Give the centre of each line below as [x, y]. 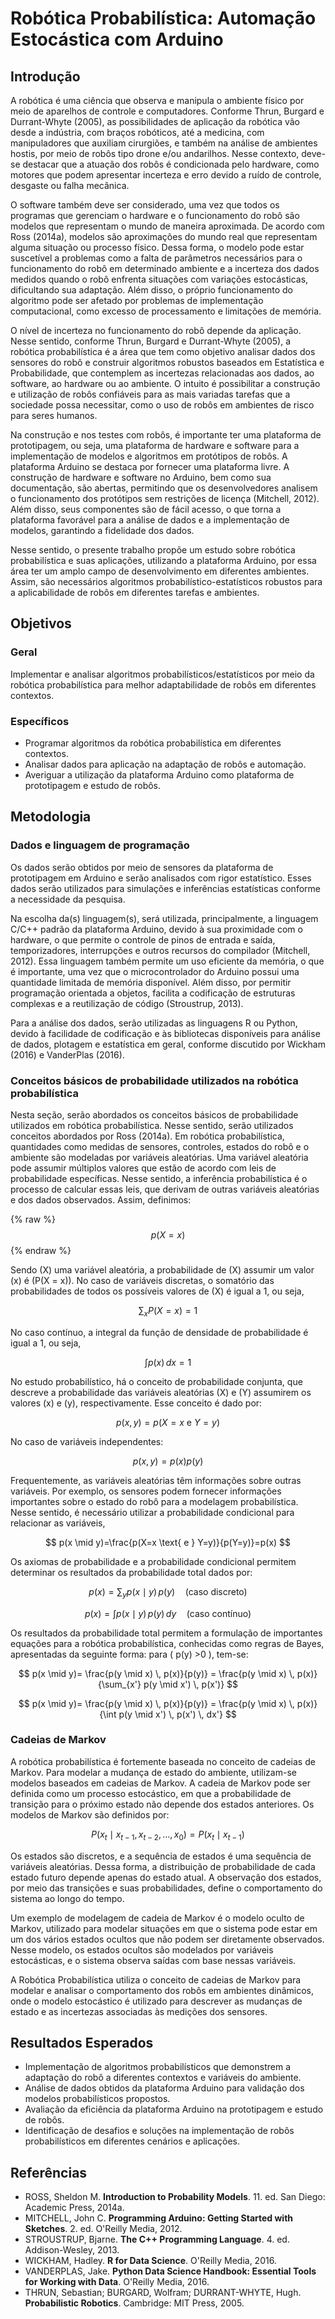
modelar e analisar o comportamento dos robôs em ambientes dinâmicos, [162, 1990]
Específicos [40, 721]
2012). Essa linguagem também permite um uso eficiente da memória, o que [167, 961]
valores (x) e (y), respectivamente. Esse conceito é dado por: [136, 1403]
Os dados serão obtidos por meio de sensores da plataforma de [142, 867]
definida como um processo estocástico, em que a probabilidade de [151, 1793]
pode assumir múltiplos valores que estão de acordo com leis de [143, 1168]
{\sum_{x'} [119, 1684]
